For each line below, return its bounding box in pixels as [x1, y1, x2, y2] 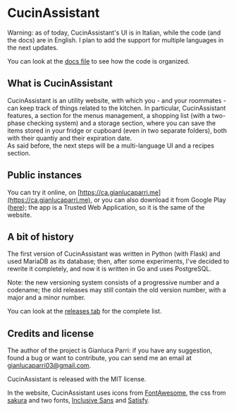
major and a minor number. [7, 293, 86, 302]
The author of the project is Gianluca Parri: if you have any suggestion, [7, 346, 213, 355]
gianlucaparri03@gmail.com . [7, 362, 92, 370]
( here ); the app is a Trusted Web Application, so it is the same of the [7, 203, 205, 211]
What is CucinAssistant [7, 78, 113, 90]
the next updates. [7, 43, 58, 52]
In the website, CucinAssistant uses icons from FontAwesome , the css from [7, 388, 227, 397]
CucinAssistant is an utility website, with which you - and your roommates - [7, 96, 227, 105]
